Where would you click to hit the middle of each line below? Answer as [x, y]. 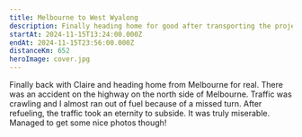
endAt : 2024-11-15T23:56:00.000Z [72, 43]
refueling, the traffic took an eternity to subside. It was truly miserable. [140, 113]
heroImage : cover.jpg [50, 59]
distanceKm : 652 [40, 51]
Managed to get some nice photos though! [88, 123]
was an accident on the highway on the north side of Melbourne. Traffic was [151, 94]
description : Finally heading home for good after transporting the [140, 26]
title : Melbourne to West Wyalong [74, 17]
